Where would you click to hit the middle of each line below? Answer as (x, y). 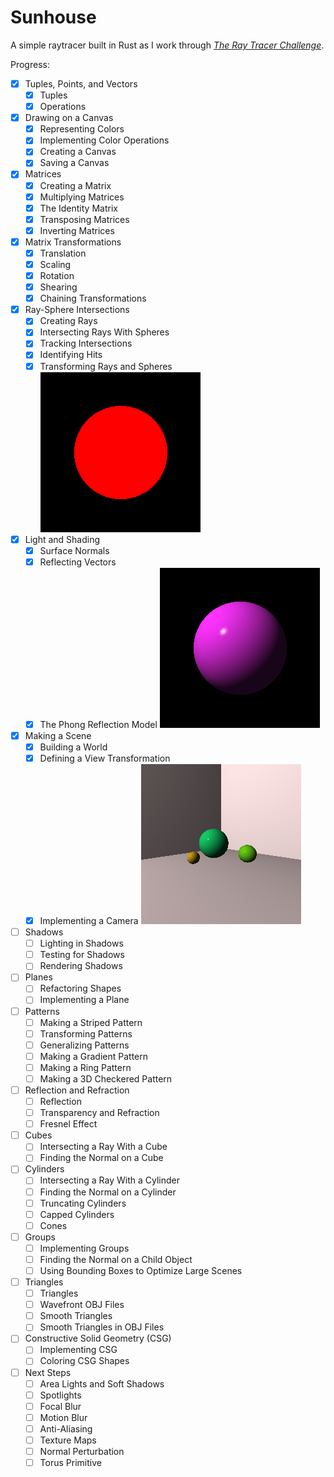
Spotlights (60, 1395)
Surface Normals (74, 550)
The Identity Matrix (78, 208)
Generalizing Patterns (84, 1045)
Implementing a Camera (89, 920)
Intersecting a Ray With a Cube (103, 1147)
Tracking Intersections (86, 343)
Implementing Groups (84, 1248)
